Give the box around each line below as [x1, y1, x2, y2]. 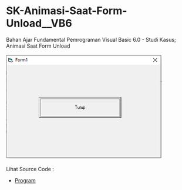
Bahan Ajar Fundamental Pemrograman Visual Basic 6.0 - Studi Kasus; [6, 36, 176, 43]
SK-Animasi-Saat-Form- [6, 4, 127, 18]
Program [14, 176, 36, 184]
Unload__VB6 [6, 16, 72, 30]
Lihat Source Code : [6, 165, 55, 172]
